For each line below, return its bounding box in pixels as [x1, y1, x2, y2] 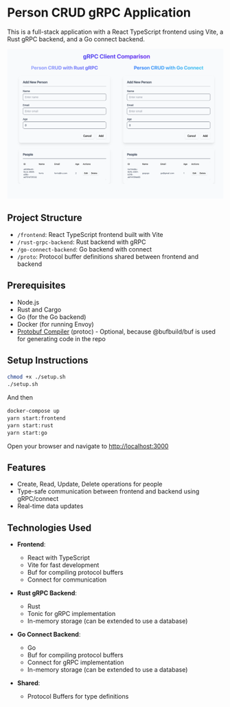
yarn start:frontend [7, 415, 67, 422]
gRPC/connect [16, 495, 59, 503]
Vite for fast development [27, 561, 100, 569]
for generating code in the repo [16, 334, 106, 342]
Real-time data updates [16, 502, 84, 511]
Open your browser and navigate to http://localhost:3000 [7, 442, 169, 450]
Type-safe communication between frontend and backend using [16, 487, 200, 495]
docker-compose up [7, 408, 60, 415]
